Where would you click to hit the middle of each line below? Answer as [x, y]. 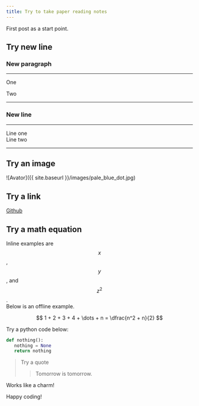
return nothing [33, 351]
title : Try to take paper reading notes [57, 12]
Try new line [29, 47]
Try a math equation [44, 229]
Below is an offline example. [41, 306]
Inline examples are [30, 244]
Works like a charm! [30, 385]
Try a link [24, 196]
